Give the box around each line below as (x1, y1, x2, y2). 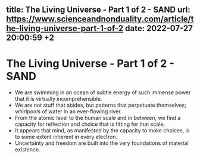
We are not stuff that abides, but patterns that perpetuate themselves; (14, 101, 186, 109)
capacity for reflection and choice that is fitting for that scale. (14, 120, 165, 128)
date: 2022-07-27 (124, 23, 193, 33)
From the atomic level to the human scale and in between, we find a (14, 114, 181, 122)
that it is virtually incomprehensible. (14, 95, 102, 103)
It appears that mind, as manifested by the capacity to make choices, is (14, 127, 190, 134)
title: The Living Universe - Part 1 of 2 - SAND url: (6, 5, 190, 15)
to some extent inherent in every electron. (14, 134, 118, 141)
